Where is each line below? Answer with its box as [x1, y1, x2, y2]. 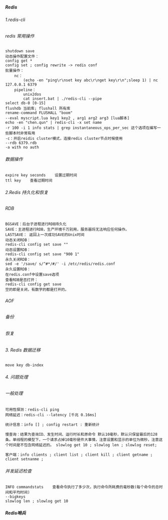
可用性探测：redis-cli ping [5, 407, 59, 412]
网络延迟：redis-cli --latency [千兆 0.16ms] [5, 413, 97, 418]
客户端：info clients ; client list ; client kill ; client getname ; [5, 452, 153, 457]
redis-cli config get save [5, 282, 62, 287]
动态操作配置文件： [5, 54, 39, 59]
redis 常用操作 [5, 33, 35, 39]
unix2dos [23, 92, 42, 97]
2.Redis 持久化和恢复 [5, 189, 49, 195]
